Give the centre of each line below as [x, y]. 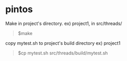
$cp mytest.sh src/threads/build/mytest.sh [63, 53]
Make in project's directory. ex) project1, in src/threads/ [64, 23]
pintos [19, 9]
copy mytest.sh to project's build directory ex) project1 [63, 43]
